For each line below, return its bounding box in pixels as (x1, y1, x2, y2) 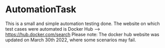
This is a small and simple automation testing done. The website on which (5, 20, 160, 27)
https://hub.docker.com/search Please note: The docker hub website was (5, 31, 159, 37)
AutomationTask (5, 4, 76, 15)
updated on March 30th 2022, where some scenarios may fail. (5, 37, 136, 43)
